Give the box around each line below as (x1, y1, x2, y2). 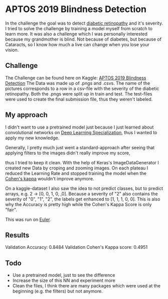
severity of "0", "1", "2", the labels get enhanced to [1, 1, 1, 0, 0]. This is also (5, 196, 160, 202)
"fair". (5, 207, 18, 213)
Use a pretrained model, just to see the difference (12, 272, 115, 278)
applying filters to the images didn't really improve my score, (5, 150, 130, 156)
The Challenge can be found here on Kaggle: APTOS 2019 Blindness (5, 74, 146, 81)
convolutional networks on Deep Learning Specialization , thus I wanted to (5, 129, 157, 135)
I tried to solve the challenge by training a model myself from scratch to (5, 25, 153, 31)
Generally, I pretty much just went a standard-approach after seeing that (5, 144, 155, 150)
